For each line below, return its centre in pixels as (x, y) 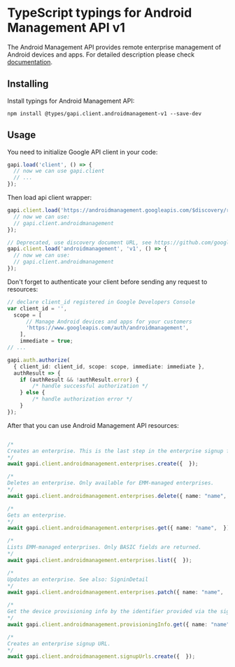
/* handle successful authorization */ (91, 386)
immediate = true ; (47, 341)
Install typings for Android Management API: (71, 101)
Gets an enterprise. (37, 515)
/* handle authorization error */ (83, 399)
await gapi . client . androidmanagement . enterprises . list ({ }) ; (100, 560)
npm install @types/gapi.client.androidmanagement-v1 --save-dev (104, 113)
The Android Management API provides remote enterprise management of (114, 47)
